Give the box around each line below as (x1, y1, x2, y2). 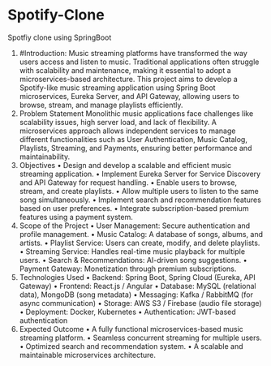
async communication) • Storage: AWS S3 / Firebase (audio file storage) (19, 298, 262, 308)
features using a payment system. (19, 212, 133, 222)
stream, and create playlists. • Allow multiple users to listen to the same (19, 186, 259, 196)
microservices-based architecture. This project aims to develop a (19, 74, 239, 84)
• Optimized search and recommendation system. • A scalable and (19, 341, 244, 351)
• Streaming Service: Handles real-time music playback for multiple (19, 246, 245, 256)
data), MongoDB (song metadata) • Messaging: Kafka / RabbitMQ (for (19, 290, 253, 299)
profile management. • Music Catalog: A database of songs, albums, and (19, 229, 264, 239)
